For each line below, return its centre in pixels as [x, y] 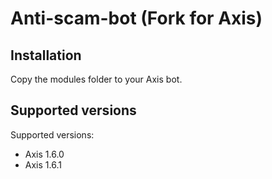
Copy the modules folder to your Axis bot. [96, 79]
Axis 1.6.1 [43, 164]
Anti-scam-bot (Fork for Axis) [136, 18]
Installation [46, 55]
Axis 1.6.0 [44, 154]
